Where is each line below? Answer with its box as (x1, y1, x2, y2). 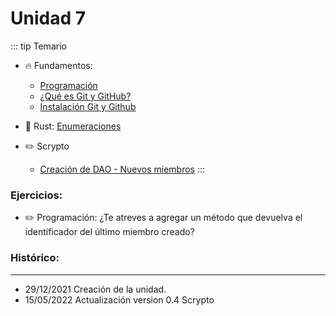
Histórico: (10, 251, 60, 265)
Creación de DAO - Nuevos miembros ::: (39, 163, 206, 175)
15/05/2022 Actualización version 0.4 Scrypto (24, 293, 215, 306)
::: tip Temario (10, 40, 67, 52)
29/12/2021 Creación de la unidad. (24, 283, 167, 295)
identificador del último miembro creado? (24, 226, 195, 238)
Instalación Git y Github (39, 100, 137, 112)
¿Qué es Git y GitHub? (39, 90, 132, 102)
